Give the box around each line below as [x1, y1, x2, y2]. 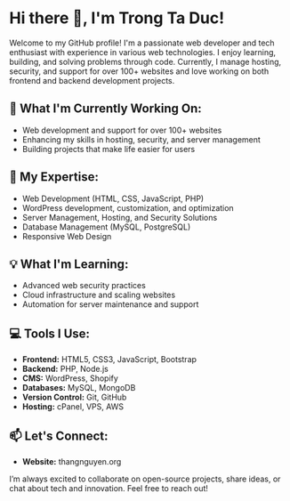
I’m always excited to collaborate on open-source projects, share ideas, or [9, 473, 281, 484]
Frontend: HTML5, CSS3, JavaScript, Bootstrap [21, 354, 197, 365]
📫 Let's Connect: [9, 428, 109, 443]
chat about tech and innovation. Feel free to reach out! [9, 483, 209, 493]
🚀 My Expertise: [9, 169, 100, 185]
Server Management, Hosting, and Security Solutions [21, 212, 218, 222]
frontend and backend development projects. [9, 75, 175, 85]
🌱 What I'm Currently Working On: [9, 101, 202, 117]
